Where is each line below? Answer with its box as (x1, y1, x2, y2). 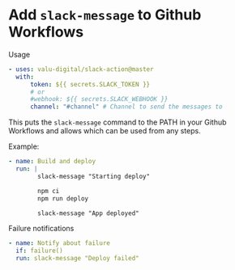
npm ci (37, 187, 60, 195)
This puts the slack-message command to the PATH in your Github (8, 117, 227, 127)
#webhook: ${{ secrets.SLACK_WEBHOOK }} (29, 95, 169, 103)
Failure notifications (8, 224, 75, 234)
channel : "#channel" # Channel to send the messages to (29, 103, 223, 111)
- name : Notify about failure (8, 239, 111, 247)
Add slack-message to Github (8, 6, 202, 24)
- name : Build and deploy (8, 158, 96, 166)
